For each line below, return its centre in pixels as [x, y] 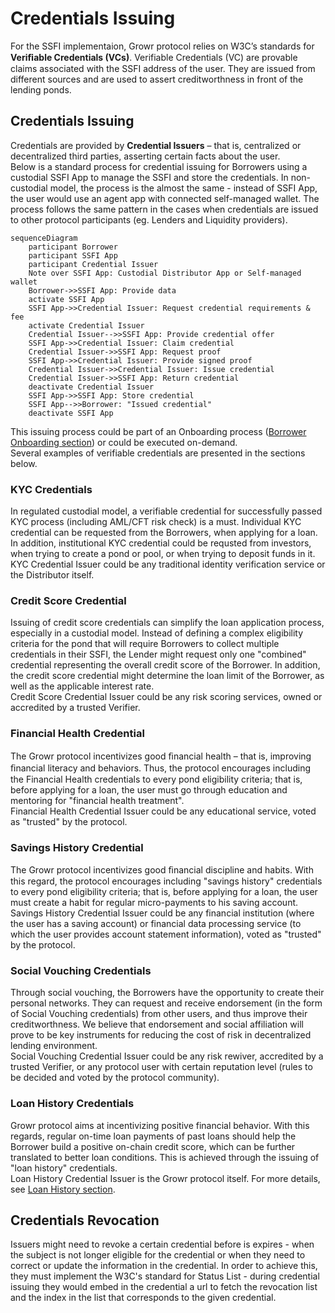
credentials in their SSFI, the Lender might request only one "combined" [158, 654]
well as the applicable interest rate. [82, 686]
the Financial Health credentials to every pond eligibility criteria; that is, [156, 779]
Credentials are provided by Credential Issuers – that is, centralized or [156, 145]
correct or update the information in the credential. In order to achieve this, [164, 1266]
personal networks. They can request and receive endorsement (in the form [166, 1003]
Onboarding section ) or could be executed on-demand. [124, 442]
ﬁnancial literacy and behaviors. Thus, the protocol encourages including [160, 768]
